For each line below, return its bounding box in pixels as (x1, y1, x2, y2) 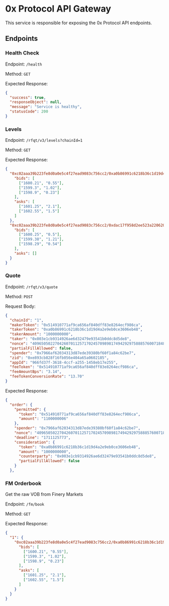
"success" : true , (10, 95, 46, 100)
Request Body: (5, 303, 36, 309)
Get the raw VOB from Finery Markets (5, 491, 83, 498)
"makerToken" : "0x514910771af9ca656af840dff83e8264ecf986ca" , (10, 322, 143, 327)
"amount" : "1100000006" (18, 416, 69, 421)
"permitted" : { (14, 407, 46, 412)
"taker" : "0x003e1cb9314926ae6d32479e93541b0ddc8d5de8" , (10, 337, 132, 342)
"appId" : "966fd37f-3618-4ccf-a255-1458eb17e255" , (10, 360, 118, 365)
